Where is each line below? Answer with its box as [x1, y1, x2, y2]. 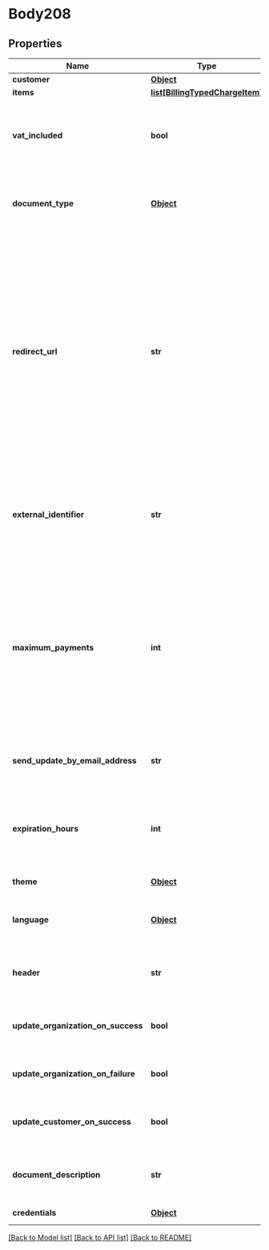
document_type [12, 198, 74, 209]
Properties [8, 37, 62, 50]
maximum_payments [12, 642, 94, 653]
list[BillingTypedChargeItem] [151, 87, 263, 98]
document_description [12, 1169, 101, 1180]
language [12, 914, 50, 925]
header [12, 968, 41, 978]
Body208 [8, 5, 72, 23]
